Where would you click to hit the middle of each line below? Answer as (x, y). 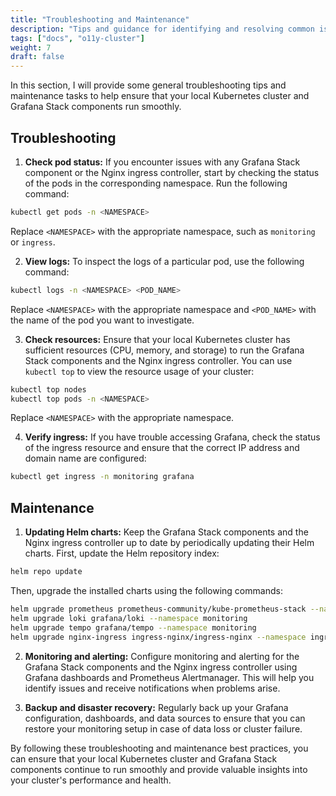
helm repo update (46, 572)
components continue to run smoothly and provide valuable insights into (159, 769)
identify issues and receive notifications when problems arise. (152, 688)
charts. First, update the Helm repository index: (122, 553)
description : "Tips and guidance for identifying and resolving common (162, 29)
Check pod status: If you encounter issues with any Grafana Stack (162, 162)
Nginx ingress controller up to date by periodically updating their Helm (169, 543)
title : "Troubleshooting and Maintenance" (100, 19)
